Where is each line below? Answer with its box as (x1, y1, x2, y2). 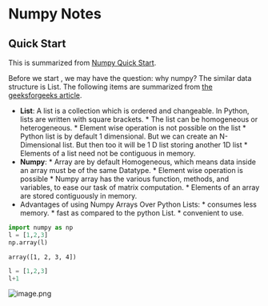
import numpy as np (8, 223, 74, 232)
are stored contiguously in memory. (19, 191, 138, 200)
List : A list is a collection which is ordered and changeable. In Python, (19, 106, 250, 115)
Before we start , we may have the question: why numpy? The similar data (8, 74, 252, 83)
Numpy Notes (8, 5, 102, 23)
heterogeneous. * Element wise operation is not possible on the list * (19, 123, 246, 132)
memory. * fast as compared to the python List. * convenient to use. (19, 208, 244, 217)
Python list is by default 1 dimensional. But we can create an (19, 131, 218, 141)
